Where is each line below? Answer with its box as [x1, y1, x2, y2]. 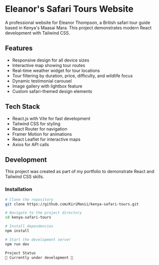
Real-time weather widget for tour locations [12, 67, 100, 73]
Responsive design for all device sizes [12, 57, 90, 63]
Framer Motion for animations [12, 131, 72, 137]
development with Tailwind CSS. [5, 30, 70, 36]
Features [5, 44, 33, 52]
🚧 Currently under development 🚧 [5, 255, 73, 260]
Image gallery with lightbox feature [12, 83, 83, 89]
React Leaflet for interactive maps [12, 136, 81, 142]
